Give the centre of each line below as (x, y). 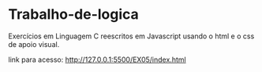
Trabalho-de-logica (74, 14)
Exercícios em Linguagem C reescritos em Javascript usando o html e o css (131, 36)
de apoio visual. (34, 44)
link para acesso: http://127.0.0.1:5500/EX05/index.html (97, 59)
